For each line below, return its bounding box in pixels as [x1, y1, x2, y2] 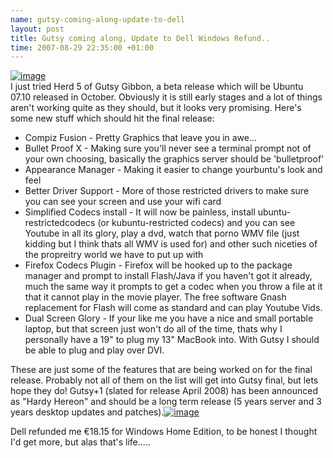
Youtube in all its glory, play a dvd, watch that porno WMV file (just [24, 227, 300, 240]
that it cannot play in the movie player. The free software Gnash [24, 291, 287, 303]
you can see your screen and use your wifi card [24, 196, 222, 208]
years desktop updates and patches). [10, 406, 165, 418]
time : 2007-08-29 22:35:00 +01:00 [10, 42, 155, 53]
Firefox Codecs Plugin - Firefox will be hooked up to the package [24, 259, 293, 271]
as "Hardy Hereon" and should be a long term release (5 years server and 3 [10, 396, 322, 408]
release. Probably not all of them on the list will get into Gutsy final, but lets [10, 374, 319, 386]
